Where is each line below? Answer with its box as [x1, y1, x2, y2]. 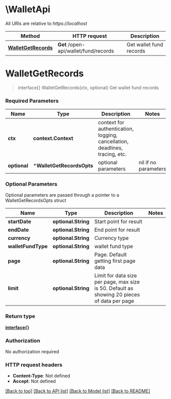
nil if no [138, 159, 157, 166]
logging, [98, 132, 118, 139]
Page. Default [94, 251, 127, 258]
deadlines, [98, 144, 123, 151]
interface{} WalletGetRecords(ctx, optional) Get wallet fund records [17, 84, 159, 90]
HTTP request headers [5, 361, 63, 368]
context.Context [33, 135, 74, 142]
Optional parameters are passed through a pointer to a [5, 192, 120, 198]
